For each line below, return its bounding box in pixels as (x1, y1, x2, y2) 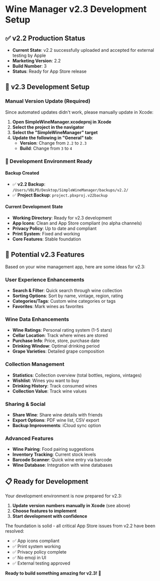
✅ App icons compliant (12, 538, 60, 544)
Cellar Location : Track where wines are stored (12, 333, 108, 339)
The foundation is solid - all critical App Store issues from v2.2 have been (5, 523, 156, 529)
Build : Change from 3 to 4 (19, 145, 73, 151)
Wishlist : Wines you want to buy (12, 378, 80, 384)
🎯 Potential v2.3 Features (5, 250, 84, 259)
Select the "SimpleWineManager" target (12, 129, 98, 135)
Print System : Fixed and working (12, 231, 80, 237)
